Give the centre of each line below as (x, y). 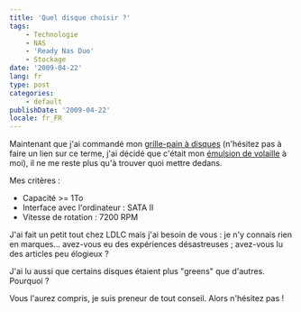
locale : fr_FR (36, 118)
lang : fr (26, 77)
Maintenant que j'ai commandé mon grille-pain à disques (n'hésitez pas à (146, 144)
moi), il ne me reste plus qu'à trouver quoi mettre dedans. (116, 163)
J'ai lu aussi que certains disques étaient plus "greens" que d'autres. (137, 271)
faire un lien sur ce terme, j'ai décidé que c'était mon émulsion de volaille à (148, 153)
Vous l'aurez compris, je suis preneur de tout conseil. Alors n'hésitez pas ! (147, 298)
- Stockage (46, 60)
